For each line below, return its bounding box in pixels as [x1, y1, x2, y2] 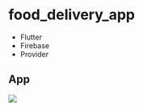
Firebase [19, 40, 50, 50]
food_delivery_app [8, 6, 136, 24]
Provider [19, 49, 49, 59]
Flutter [19, 32, 43, 42]
